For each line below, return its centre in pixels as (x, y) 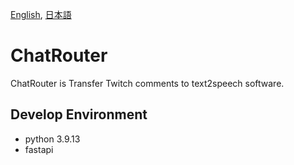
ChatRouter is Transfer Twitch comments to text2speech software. (147, 83)
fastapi (39, 149)
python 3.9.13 (52, 139)
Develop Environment (79, 114)
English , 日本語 (41, 14)
